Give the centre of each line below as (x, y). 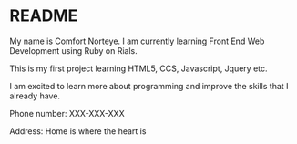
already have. (35, 96)
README (44, 16)
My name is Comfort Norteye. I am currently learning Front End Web (137, 41)
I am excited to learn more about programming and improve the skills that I (149, 86)
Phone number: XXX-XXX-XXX (67, 113)
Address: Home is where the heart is (78, 131)
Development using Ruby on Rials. (74, 50)
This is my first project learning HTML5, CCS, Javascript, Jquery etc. (138, 68)
